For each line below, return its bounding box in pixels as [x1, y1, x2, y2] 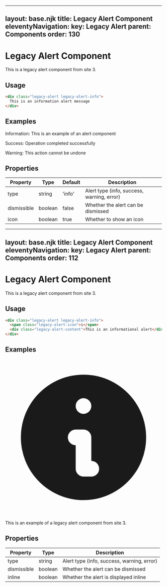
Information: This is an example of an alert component [5, 130, 116, 136]
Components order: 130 [5, 30, 81, 39]
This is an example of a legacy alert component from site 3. [5, 520, 127, 526]
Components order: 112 [5, 253, 79, 262]
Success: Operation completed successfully [5, 140, 95, 146]
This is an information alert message [9, 99, 90, 104]
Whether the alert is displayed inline [62, 574, 146, 581]
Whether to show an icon [85, 216, 144, 223]
